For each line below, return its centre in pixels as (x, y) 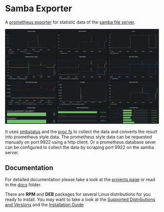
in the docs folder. (23, 185)
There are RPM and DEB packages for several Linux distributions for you (78, 194)
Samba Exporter (39, 9)
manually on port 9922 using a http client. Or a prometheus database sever (81, 142)
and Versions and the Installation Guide (44, 205)
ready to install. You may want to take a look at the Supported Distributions (80, 200)
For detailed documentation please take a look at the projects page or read (80, 180)
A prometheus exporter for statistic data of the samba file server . (70, 22)
